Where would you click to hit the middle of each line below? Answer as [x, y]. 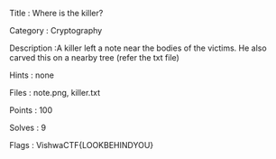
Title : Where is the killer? [56, 13]
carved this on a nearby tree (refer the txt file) [95, 57]
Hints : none [32, 75]
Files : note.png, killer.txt [55, 93]
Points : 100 [31, 110]
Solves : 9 [28, 127]
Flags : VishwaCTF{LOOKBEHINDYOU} [82, 145]
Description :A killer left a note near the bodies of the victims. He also [138, 48]
